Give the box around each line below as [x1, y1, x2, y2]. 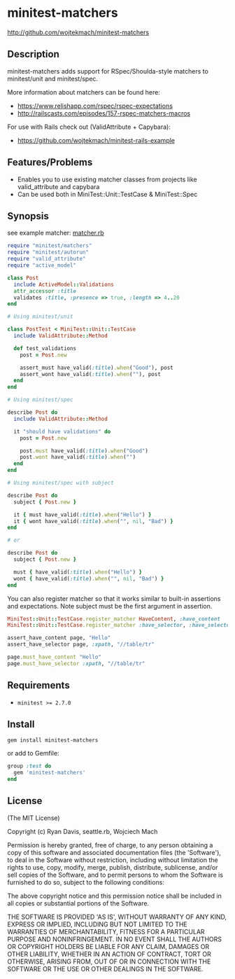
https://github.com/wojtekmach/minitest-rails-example [17, 136, 176, 144]
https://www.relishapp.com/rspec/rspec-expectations [17, 102, 173, 110]
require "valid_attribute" [7, 256, 86, 263]
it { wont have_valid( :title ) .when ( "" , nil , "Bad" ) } [13, 518, 173, 525]
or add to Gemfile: [7, 749, 59, 758]
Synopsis [7, 210, 49, 222]
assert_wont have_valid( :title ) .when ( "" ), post [20, 370, 161, 377]
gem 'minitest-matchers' [13, 769, 86, 777]
